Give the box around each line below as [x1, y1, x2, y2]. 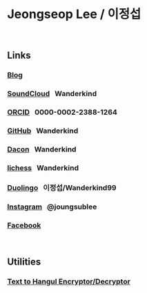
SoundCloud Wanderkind [7, 89, 97, 99]
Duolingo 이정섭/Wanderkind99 [7, 182, 117, 192]
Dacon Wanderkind [7, 144, 77, 154]
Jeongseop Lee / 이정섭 [7, 6, 141, 22]
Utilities [7, 256, 41, 268]
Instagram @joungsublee [7, 202, 97, 211]
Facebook [7, 220, 41, 230]
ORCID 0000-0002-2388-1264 [7, 108, 117, 117]
